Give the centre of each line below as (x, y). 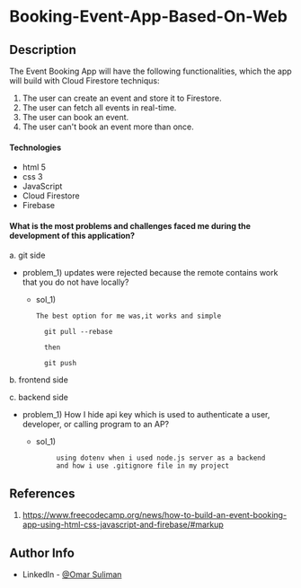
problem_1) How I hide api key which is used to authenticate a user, (146, 415)
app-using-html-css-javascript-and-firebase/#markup (123, 525)
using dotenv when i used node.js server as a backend (161, 458)
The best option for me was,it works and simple (128, 316)
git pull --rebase (78, 332)
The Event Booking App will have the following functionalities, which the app (150, 71)
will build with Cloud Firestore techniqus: (84, 81)
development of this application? (72, 235)
